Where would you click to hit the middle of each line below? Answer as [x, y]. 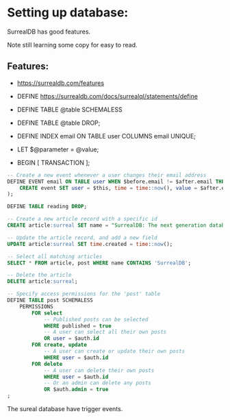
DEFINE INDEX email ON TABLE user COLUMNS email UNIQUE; [106, 136]
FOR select [47, 313]
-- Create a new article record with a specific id [82, 219]
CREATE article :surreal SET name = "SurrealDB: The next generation [107, 225]
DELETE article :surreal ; [42, 282]
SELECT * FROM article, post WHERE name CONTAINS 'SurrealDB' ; [99, 263]
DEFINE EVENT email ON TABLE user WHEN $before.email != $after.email [110, 182]
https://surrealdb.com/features [61, 83]
